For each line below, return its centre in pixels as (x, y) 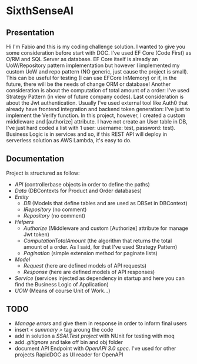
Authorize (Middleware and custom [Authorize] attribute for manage (106, 228)
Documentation (35, 159)
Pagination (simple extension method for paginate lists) (90, 253)
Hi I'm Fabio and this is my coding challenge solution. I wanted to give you (96, 46)
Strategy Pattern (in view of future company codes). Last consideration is (95, 96)
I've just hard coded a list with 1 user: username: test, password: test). (91, 128)
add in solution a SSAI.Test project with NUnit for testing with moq (94, 336)
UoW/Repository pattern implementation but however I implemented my (93, 65)
